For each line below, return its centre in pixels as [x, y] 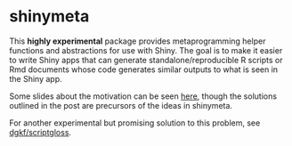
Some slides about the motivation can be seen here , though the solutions [143, 96]
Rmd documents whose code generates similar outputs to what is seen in [144, 69]
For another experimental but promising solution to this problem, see [135, 123]
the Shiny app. [36, 78]
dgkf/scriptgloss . [41, 132]
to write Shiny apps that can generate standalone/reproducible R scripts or [146, 60]
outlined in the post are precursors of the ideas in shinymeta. [121, 105]
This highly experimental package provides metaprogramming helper [138, 41]
